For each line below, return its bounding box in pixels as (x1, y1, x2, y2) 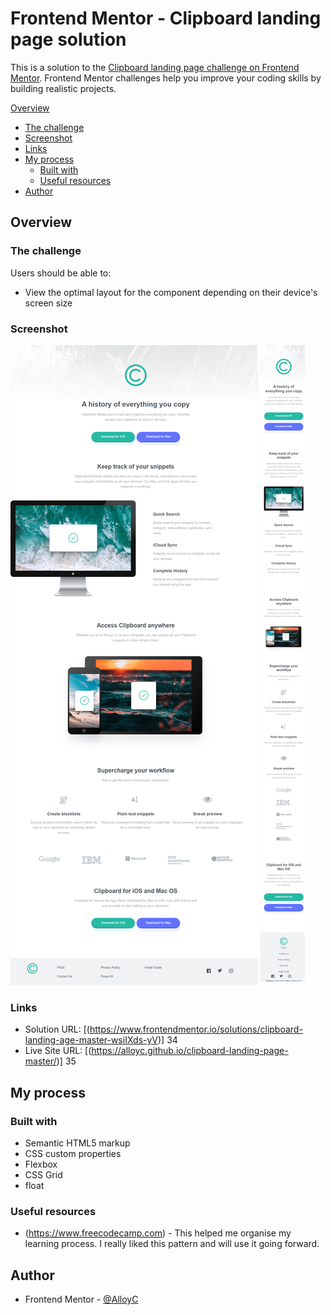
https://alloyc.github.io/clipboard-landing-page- (91, 1045, 289, 1057)
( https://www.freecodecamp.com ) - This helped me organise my (24, 1227, 292, 1239)
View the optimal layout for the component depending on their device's (24, 286, 318, 298)
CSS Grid (24, 1168, 63, 1181)
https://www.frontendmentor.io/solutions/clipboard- (89, 1023, 303, 1036)
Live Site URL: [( (24, 1045, 92, 1057)
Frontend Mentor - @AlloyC (24, 1293, 139, 1306)
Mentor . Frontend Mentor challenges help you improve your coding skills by (10, 72, 322, 84)
